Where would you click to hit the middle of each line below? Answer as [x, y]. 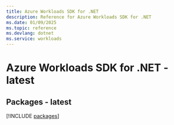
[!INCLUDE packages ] [33, 116]
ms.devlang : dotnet [30, 33]
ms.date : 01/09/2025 [32, 22]
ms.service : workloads [34, 39]
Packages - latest [39, 102]
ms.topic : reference [32, 28]
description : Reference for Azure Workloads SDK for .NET [79, 17]
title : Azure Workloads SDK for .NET [52, 11]
